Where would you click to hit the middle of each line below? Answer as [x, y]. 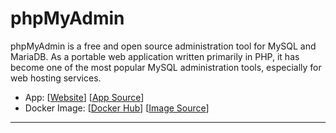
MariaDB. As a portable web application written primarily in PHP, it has [155, 56]
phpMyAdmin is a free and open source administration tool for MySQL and [163, 46]
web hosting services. [56, 78]
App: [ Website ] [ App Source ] [84, 97]
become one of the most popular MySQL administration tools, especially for [166, 67]
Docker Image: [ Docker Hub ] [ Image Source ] [117, 108]
